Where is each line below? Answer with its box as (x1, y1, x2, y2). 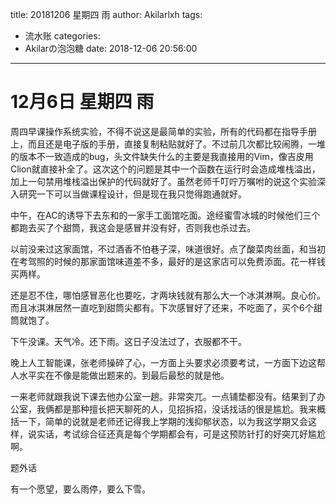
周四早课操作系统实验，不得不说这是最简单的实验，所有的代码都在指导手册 (10, 125, 317, 137)
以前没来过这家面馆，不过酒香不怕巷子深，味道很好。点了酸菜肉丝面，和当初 (10, 243, 326, 255)
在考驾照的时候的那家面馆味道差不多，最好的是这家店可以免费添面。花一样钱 (10, 255, 326, 267)
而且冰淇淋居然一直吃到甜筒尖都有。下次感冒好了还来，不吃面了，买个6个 (10, 301, 314, 313)
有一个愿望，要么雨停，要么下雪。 (10, 483, 151, 495)
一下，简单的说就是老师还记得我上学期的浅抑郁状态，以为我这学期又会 (18, 415, 308, 427)
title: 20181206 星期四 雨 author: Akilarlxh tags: (10, 9, 203, 20)
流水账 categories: (24, 30, 101, 42)
